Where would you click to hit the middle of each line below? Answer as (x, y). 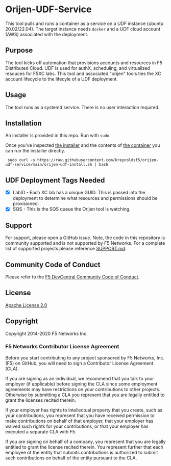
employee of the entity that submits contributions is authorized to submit (82, 452)
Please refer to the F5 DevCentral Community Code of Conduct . (72, 277)
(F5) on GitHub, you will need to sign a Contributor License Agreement (79, 363)
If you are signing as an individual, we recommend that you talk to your (80, 378)
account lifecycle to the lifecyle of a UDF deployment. (62, 79)
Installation (23, 123)
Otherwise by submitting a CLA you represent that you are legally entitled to (85, 395)
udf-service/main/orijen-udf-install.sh (49, 165)
